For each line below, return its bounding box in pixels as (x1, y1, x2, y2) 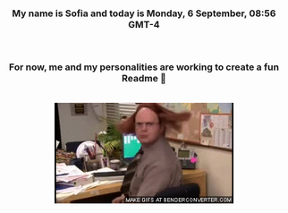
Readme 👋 (122, 72, 166, 85)
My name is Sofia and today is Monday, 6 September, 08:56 (12, 7, 276, 20)
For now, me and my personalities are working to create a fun (8, 61, 280, 73)
